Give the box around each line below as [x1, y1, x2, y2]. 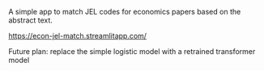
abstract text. [8, 15, 53, 25]
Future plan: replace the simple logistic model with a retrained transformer [8, 47, 256, 56]
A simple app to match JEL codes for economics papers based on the [8, 7, 241, 16]
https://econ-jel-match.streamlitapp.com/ [8, 31, 147, 40]
